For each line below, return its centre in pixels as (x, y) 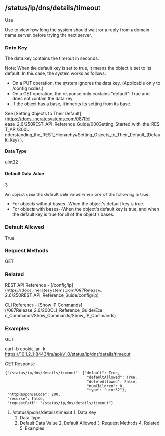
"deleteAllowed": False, (112, 381)
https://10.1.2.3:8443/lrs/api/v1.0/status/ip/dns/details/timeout (68, 354)
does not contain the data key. (43, 99)
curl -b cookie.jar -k (25, 349)
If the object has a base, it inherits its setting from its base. (72, 104)
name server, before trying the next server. (49, 35)
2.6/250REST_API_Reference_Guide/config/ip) (52, 295)
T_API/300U (17, 129)
